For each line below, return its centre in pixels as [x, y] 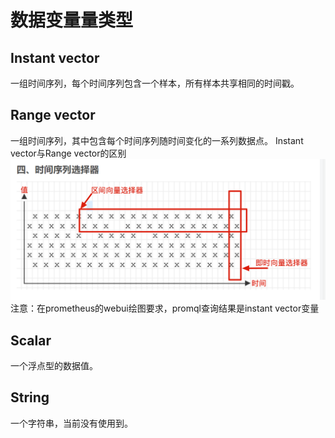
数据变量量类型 [72, 20]
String [30, 397]
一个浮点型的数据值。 [54, 366]
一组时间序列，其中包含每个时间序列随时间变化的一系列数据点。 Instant [157, 140]
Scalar [31, 340]
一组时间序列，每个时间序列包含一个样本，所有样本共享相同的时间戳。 [155, 83]
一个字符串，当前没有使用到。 [71, 423]
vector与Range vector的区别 [68, 153]
